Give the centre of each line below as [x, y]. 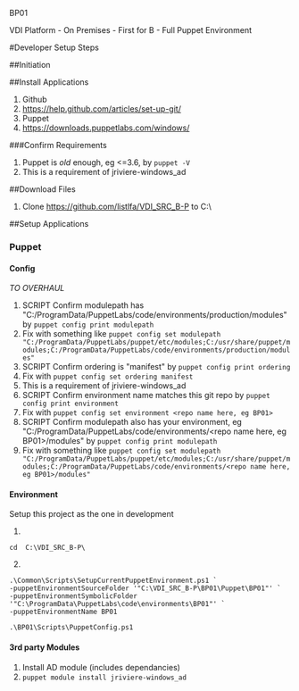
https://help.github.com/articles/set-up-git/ [101, 109]
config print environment [70, 404]
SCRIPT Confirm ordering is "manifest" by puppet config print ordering [156, 367]
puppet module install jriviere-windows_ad [104, 678]
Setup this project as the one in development [91, 514]
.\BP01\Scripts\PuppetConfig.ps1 [71, 628]
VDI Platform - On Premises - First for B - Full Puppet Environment [131, 30]
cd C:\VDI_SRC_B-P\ [48, 548]
